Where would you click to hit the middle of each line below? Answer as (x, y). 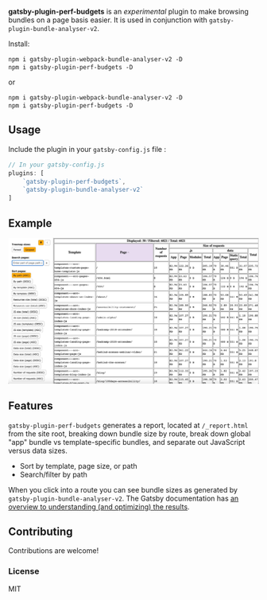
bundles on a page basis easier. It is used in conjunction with (108, 20)
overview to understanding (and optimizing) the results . (99, 506)
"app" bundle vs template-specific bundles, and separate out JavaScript (127, 442)
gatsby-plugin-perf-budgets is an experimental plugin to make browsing (128, 12)
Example (30, 223)
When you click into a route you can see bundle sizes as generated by (123, 489)
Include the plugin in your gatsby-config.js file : (87, 149)
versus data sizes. (38, 450)
